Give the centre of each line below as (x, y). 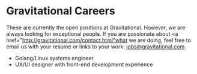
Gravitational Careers (61, 11)
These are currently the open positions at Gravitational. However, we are (96, 27)
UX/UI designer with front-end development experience (84, 64)
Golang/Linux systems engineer (54, 58)
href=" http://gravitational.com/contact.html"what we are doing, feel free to (98, 40)
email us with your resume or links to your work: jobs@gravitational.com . (96, 47)
